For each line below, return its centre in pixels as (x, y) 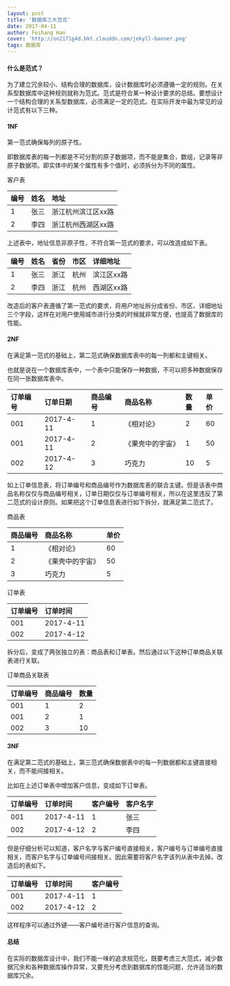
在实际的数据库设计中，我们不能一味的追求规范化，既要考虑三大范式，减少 (112, 959)
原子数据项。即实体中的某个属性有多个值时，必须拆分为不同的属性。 (103, 166)
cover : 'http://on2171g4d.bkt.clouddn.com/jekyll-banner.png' (98, 39)
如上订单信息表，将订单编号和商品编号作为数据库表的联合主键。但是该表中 (112, 485)
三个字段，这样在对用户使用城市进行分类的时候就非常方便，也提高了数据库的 (115, 314)
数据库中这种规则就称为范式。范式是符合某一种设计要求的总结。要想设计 (121, 93)
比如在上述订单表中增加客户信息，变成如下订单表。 (79, 785)
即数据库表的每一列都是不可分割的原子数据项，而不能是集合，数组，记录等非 (115, 157)
